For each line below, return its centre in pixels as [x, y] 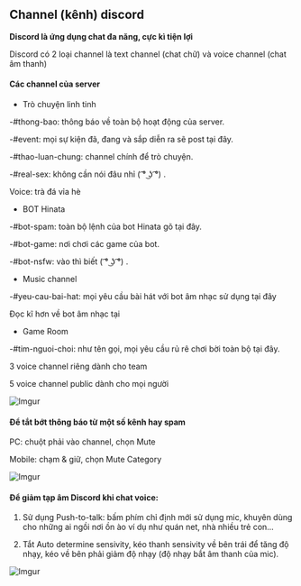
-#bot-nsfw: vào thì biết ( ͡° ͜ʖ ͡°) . [69, 261]
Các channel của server [55, 84]
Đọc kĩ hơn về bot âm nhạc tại [64, 314]
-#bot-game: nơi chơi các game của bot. [85, 244]
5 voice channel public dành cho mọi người [89, 384]
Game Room [46, 332]
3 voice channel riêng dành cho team [78, 366]
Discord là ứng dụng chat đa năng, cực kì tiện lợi [101, 36]
